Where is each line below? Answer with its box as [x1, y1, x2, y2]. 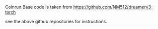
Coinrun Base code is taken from [5, 4, 73, 10]
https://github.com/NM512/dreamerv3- [73, 4, 153, 10]
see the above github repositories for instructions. [5, 19, 108, 24]
